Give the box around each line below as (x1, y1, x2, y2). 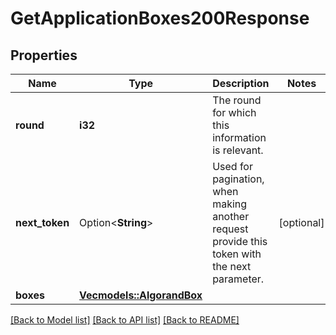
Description (212, 77, 270, 90)
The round (212, 93, 262, 107)
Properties (10, 47, 78, 64)
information (212, 131, 267, 144)
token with (212, 247, 262, 261)
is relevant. (212, 143, 264, 157)
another (212, 210, 250, 223)
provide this (212, 235, 268, 248)
